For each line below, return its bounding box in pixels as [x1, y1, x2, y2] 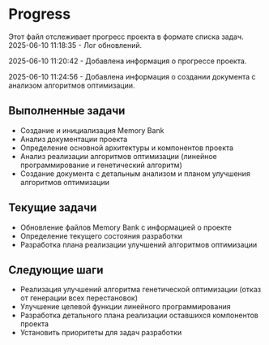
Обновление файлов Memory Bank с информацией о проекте [19, 222, 233, 232]
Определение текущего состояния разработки [19, 231, 183, 240]
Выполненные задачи [8, 104, 126, 118]
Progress [8, 5, 71, 24]
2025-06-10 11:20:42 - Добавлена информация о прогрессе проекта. [8, 56, 247, 66]
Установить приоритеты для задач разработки [19, 328, 182, 338]
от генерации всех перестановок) [19, 293, 138, 303]
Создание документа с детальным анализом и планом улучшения [19, 168, 251, 179]
